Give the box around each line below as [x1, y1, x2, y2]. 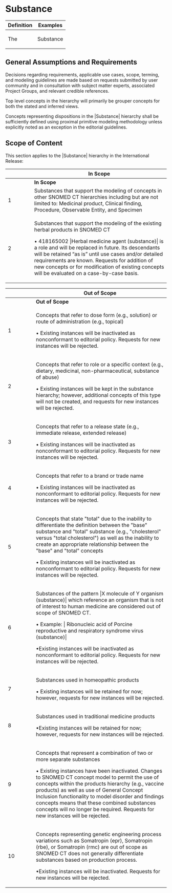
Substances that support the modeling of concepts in [34, 187, 162, 194]
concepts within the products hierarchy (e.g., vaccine [35, 780, 164, 787]
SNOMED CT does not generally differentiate [35, 849, 144, 857]
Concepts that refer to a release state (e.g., [35, 423, 139, 430]
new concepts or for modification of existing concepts [34, 263, 164, 270]
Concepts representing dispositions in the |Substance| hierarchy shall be [5, 113, 159, 119]
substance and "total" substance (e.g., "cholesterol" [35, 528, 161, 535]
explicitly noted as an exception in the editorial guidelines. [5, 124, 127, 130]
